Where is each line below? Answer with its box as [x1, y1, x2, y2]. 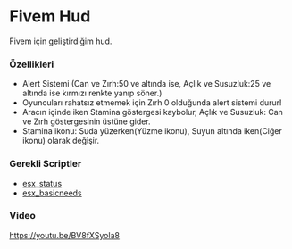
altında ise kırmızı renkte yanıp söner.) [21, 87, 163, 99]
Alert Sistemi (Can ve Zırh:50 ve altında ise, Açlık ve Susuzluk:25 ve [21, 79, 271, 89]
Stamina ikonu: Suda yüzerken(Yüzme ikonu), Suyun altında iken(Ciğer [21, 126, 283, 137]
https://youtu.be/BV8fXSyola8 [9, 229, 121, 240]
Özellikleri [9, 58, 54, 71]
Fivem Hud [9, 6, 91, 27]
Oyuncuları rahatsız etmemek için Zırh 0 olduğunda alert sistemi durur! [21, 97, 282, 108]
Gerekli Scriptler [9, 158, 82, 170]
